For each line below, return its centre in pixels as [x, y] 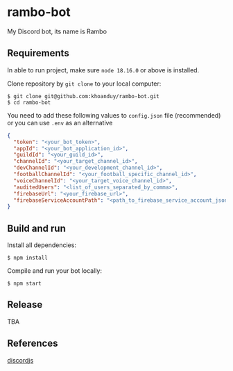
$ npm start [24, 284]
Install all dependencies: [42, 245]
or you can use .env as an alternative [60, 123]
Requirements [38, 53]
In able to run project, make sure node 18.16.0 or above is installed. [103, 70]
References [33, 344]
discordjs [20, 360]
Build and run [36, 228]
